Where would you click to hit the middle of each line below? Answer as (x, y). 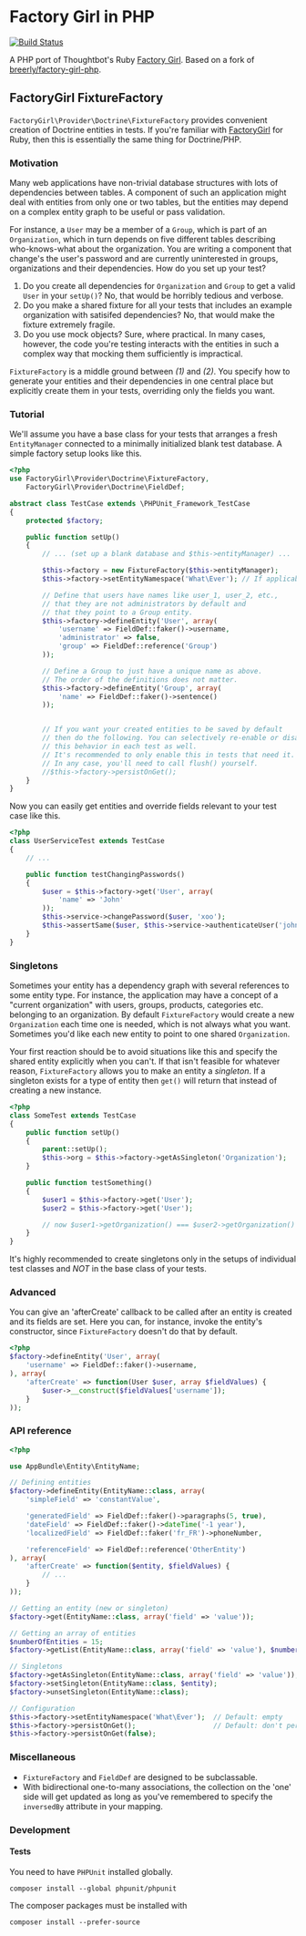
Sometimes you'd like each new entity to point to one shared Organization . (150, 1034)
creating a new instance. (56, 1090)
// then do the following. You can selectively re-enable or (161, 738)
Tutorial (27, 414)
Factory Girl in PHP (82, 17)
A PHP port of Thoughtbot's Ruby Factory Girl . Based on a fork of (132, 59)
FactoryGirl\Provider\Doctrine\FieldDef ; (105, 488)
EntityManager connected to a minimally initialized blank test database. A (146, 444)
